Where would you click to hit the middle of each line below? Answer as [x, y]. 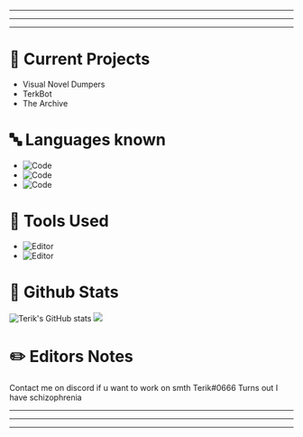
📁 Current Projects [80, 59]
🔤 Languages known [88, 140]
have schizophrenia [46, 397]
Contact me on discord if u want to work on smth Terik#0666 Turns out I [144, 387]
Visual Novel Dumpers [64, 84]
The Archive [45, 103]
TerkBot [37, 93]
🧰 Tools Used [60, 221]
